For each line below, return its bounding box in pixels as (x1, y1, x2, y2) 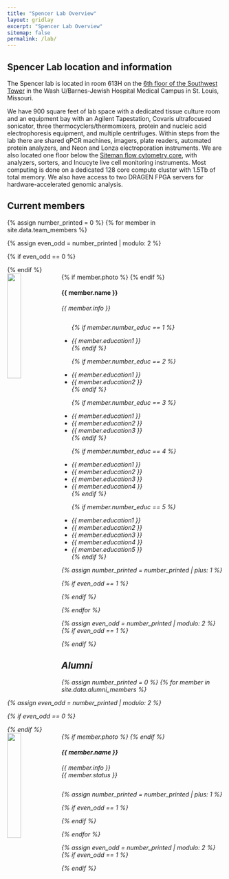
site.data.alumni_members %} (61, 685, 147, 693)
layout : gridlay (7, 16, 54, 23)
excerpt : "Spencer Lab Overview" (7, 23, 103, 30)
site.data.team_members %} (7, 225, 87, 234)
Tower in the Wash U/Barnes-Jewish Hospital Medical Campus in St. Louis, (7, 87, 219, 95)
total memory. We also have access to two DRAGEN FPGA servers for (7, 173, 204, 181)
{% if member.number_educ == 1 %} (71, 323, 175, 331)
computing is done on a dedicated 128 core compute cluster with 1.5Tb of (7, 166, 216, 174)
